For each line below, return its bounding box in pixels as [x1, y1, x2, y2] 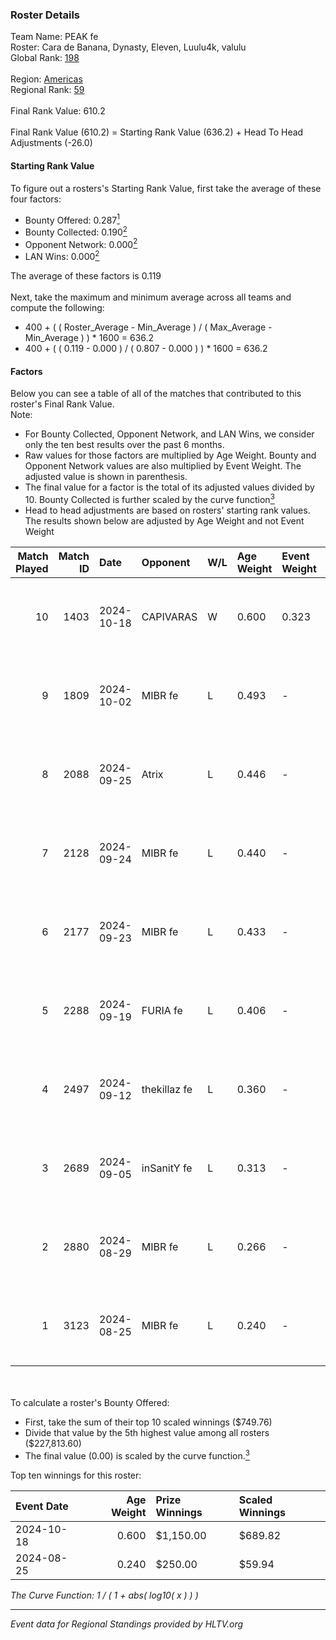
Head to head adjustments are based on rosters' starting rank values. [24, 504, 311, 516]
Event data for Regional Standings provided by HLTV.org [10, 1618, 244, 1630]
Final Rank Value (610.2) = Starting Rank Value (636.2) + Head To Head [10, 126, 304, 138]
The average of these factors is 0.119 [10, 270, 162, 282]
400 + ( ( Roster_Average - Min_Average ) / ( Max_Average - [24, 321, 273, 333]
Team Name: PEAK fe [10, 31, 99, 43]
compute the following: [10, 302, 105, 314]
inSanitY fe [141, 1161, 193, 1175]
